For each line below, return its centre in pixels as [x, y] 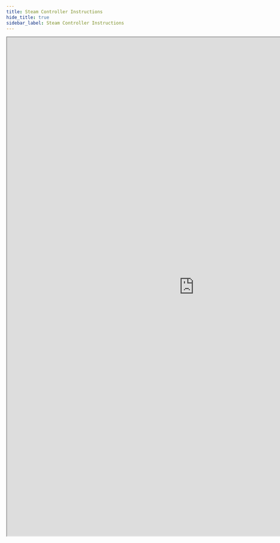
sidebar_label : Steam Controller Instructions [65, 23]
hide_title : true [28, 17]
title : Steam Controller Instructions [54, 12]
